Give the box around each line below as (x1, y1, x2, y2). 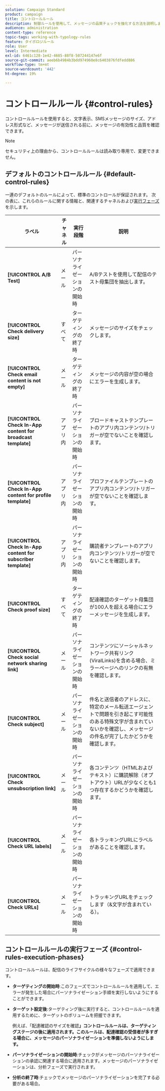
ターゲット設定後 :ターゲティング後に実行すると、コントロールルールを (12, 1006, 156, 1012)
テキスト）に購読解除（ (89, 772, 144, 779)
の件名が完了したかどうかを (89, 733, 154, 740)
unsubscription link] (7, 784, 56, 791)
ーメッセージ (89, 611, 119, 617)
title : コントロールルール (5, 16, 54, 21)
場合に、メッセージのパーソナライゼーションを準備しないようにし (16, 1035, 150, 1041)
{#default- (103, 170, 136, 178)
